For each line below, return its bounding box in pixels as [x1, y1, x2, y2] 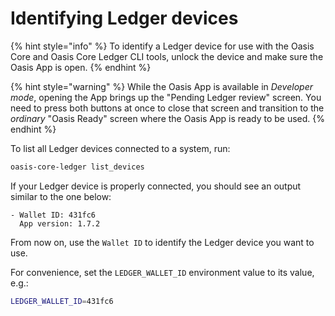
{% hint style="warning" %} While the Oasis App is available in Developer [10, 80, 313, 92]
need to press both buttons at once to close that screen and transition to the [10, 102, 325, 114]
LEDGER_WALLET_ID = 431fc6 [10, 296, 114, 306]
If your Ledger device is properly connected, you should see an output [10, 180, 302, 192]
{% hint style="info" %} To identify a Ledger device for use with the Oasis [10, 40, 315, 52]
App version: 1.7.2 [19, 218, 101, 229]
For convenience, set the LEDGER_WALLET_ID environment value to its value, [10, 266, 315, 278]
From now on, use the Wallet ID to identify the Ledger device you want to [10, 236, 315, 248]
